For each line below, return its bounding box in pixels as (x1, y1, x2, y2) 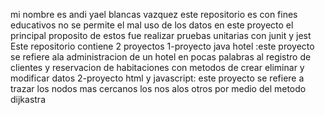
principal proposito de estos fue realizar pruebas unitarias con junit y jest (10, 30, 312, 41)
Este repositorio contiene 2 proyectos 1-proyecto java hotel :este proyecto (10, 40, 315, 52)
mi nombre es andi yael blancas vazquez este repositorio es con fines (10, 9, 298, 20)
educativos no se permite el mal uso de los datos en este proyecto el (10, 19, 294, 31)
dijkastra (10, 94, 46, 105)
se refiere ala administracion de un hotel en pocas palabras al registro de (10, 51, 312, 63)
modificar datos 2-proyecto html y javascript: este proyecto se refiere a (10, 72, 305, 84)
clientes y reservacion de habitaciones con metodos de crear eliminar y (10, 62, 305, 73)
